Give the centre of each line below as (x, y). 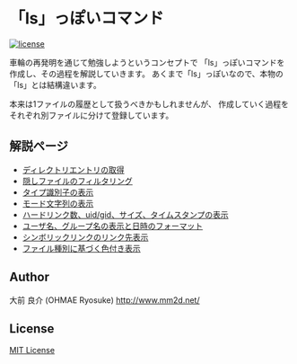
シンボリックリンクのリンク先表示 (85, 237)
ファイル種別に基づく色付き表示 (81, 248)
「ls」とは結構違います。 (55, 84)
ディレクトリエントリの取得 (73, 169)
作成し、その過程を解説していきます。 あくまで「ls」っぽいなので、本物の (147, 74)
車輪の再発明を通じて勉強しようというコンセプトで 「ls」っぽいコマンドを (147, 62)
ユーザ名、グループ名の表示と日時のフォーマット (113, 226)
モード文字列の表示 (58, 203)
